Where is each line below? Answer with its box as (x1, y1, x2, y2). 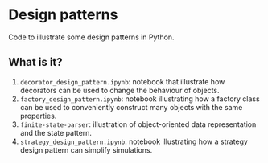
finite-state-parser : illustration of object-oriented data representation (19, 119, 257, 129)
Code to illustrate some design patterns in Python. (8, 32, 175, 42)
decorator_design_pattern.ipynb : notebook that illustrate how (19, 76, 225, 86)
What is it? (8, 55, 63, 69)
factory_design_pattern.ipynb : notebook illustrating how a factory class (19, 94, 260, 104)
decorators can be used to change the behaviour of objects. (19, 85, 220, 95)
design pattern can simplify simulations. (19, 145, 153, 154)
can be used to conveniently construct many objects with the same (19, 102, 243, 112)
